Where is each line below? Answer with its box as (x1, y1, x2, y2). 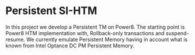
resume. (5, 36, 26, 43)
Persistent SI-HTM (5, 4, 97, 18)
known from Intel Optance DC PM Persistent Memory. (5, 42, 135, 49)
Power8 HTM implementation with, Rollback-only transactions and (5, 29, 165, 36)
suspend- (165, 29, 189, 36)
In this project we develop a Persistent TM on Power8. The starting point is (5, 23, 185, 30)
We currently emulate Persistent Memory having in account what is (26, 36, 188, 43)
